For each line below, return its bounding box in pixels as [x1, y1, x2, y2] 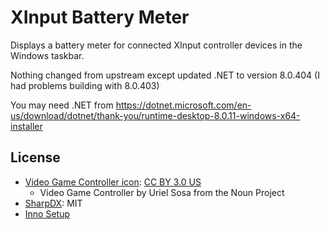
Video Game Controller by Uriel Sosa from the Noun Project [39, 186, 285, 198]
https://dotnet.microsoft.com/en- [115, 99, 252, 111]
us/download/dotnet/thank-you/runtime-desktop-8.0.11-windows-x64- [10, 109, 301, 121]
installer [10, 120, 43, 132]
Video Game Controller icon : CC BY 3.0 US [24, 176, 202, 188]
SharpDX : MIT [24, 197, 83, 209]
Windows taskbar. [10, 49, 85, 61]
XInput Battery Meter [10, 6, 190, 29]
